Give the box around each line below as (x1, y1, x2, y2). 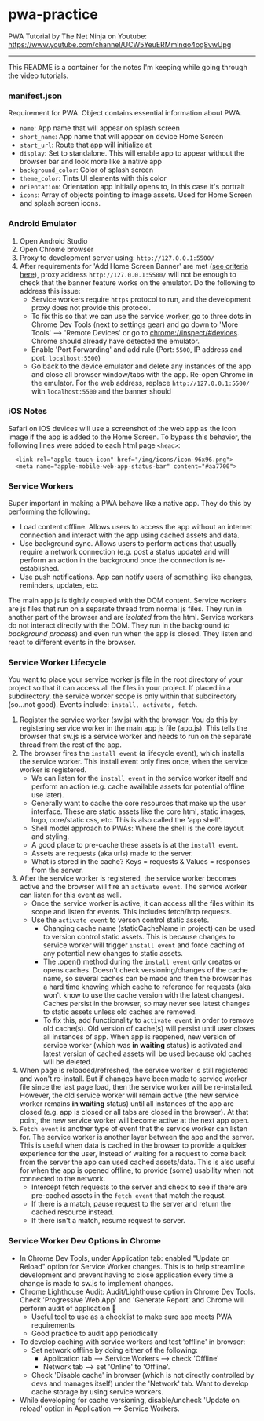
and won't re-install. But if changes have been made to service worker (19, 1074, 247, 1083)
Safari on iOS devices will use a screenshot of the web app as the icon (8, 423, 236, 433)
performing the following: (8, 507, 90, 516)
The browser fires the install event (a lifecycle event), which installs (19, 749, 245, 758)
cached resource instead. (31, 1207, 115, 1217)
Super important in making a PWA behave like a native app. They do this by (8, 499, 251, 508)
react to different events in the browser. (8, 638, 136, 647)
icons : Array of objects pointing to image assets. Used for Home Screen (19, 190, 253, 200)
